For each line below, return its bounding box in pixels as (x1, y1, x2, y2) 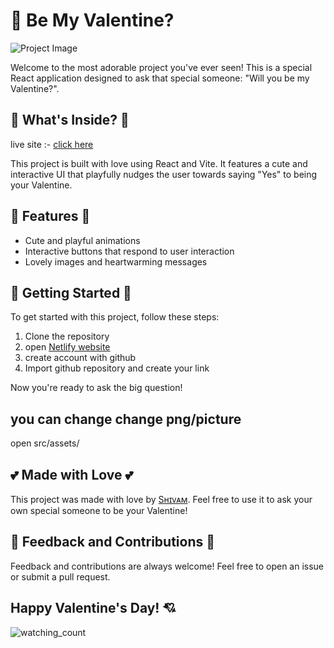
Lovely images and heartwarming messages (24, 255, 208, 268)
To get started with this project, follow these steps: (10, 311, 220, 323)
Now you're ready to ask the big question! (10, 382, 183, 394)
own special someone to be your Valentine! (10, 505, 188, 516)
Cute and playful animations (24, 234, 141, 246)
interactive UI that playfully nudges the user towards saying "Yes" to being (10, 168, 318, 180)
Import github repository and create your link (24, 362, 210, 374)
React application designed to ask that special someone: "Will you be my (10, 72, 310, 84)
